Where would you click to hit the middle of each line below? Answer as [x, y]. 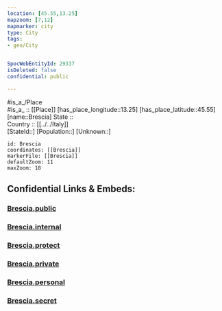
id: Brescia [24, 144]
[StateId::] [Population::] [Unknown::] [59, 131]
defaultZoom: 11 [30, 162]
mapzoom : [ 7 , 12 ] [30, 20]
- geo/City [23, 45]
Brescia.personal [36, 282]
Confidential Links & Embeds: [71, 189]
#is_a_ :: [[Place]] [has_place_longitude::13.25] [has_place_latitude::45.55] [111, 109]
